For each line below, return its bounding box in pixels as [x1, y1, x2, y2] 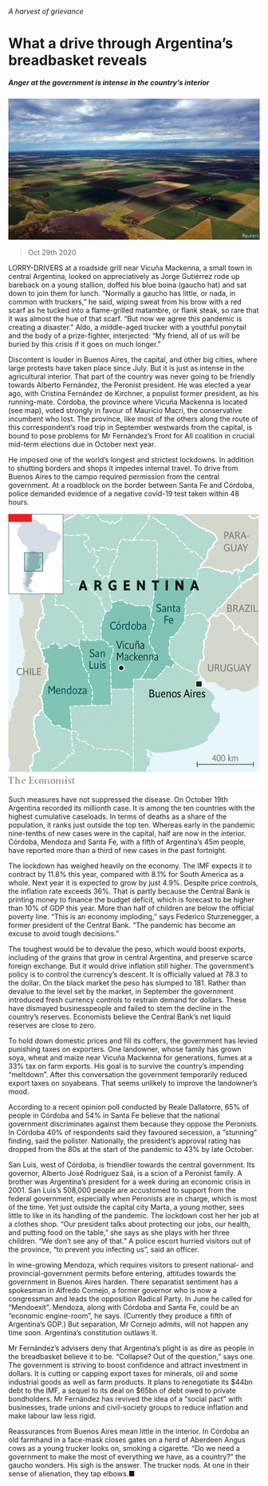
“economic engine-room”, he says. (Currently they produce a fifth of [8, 1311, 233, 1320]
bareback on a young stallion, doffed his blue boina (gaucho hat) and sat [8, 280, 247, 290]
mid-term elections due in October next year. [8, 439, 156, 450]
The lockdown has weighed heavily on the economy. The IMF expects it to [8, 861, 253, 871]
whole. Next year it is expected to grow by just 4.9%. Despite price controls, [8, 878, 259, 887]
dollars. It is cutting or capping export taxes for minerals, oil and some [8, 1369, 238, 1378]
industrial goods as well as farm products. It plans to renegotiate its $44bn [8, 1378, 254, 1386]
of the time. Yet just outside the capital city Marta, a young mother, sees [8, 1202, 245, 1212]
